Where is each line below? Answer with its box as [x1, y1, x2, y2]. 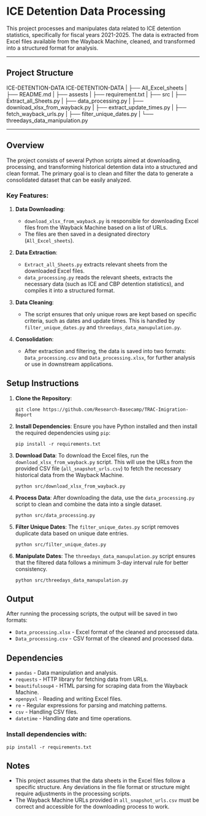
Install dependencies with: [6, 730, 87, 739]
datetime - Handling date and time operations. [15, 715, 132, 722]
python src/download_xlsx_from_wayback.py [15, 483, 126, 489]
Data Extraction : [15, 249, 58, 256]
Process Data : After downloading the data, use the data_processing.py [15, 494, 195, 501]
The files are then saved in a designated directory [24, 230, 150, 238]
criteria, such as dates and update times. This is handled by [24, 317, 175, 324]
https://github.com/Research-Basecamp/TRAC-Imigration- [42, 406, 189, 413]
